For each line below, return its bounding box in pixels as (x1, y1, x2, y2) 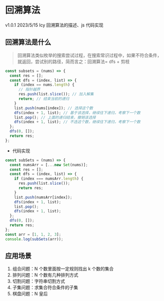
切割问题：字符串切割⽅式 (12, 278, 65, 285)
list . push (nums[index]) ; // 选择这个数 (14, 105, 93, 110)
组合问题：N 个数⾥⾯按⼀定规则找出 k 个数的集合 (12, 266, 114, 272)
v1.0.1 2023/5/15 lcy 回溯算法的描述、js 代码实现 (5, 22, 104, 28)
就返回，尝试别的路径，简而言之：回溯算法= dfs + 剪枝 (17, 58, 130, 64)
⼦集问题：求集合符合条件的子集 (12, 285, 78, 291)
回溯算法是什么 (5, 38, 51, 46)
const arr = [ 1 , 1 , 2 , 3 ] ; (5, 232, 61, 237)
